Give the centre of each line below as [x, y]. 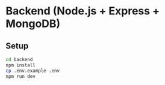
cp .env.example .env [33, 71]
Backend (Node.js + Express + [83, 11]
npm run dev [20, 76]
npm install [20, 65]
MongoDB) [33, 24]
